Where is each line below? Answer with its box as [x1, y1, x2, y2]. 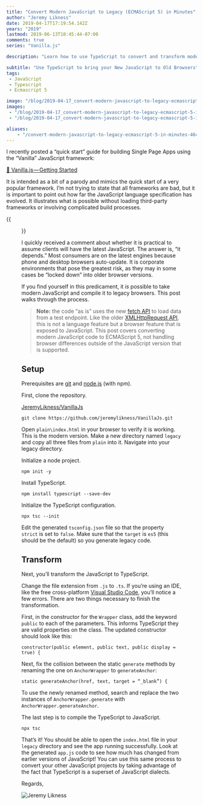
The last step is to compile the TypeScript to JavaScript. [21, 713, 161, 721]
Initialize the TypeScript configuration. [21, 501, 117, 509]
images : [6, 104, 26, 110]
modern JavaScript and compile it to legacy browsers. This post [21, 289, 181, 297]
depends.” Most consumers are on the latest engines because [21, 252, 176, 259]
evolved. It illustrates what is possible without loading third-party [6, 198, 168, 205]
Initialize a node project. [21, 457, 81, 464]
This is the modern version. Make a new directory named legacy [21, 432, 181, 439]
